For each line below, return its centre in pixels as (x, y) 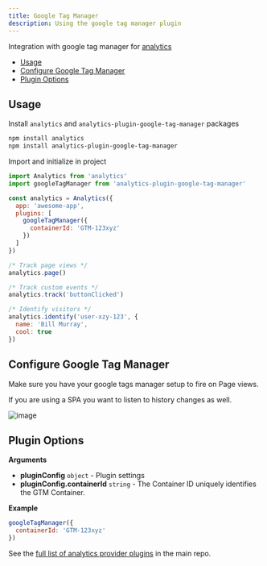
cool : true (34, 331)
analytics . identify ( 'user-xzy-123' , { (73, 317)
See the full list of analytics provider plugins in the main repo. (110, 553)
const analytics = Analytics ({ (61, 198)
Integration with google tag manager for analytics (90, 46)
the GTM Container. (53, 493)
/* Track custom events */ (53, 287)
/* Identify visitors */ (50, 310)
